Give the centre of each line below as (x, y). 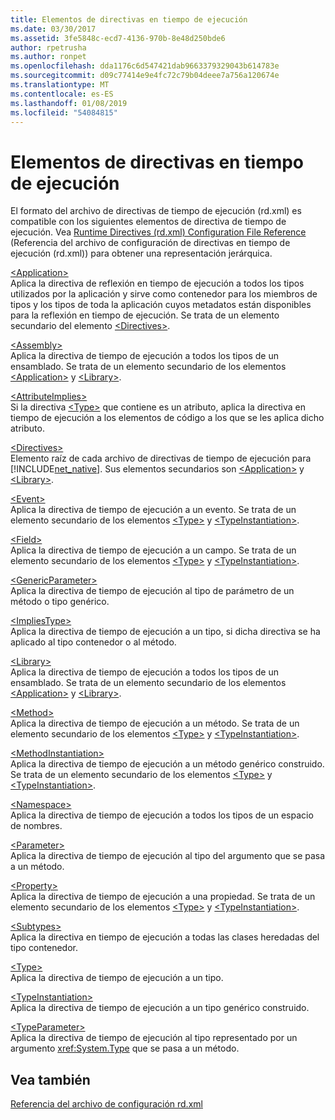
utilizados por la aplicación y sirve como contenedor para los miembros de (164, 294)
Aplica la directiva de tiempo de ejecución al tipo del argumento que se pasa (168, 856)
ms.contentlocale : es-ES (62, 94)
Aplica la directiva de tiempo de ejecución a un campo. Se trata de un (153, 550)
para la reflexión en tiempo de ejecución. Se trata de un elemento (145, 315)
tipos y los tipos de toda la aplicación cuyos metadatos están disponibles (161, 305)
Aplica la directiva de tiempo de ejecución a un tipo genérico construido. (160, 1008)
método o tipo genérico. (60, 602)
